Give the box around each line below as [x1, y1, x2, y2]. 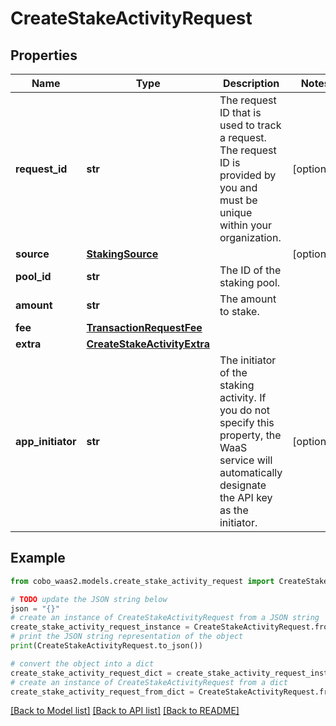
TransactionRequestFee [86, 321, 203, 334]
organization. [219, 231, 282, 244]
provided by [219, 168, 277, 182]
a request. [219, 131, 267, 144]
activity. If [219, 391, 267, 404]
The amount [219, 292, 277, 306]
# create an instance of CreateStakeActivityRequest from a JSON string [10, 613, 320, 623]
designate [219, 478, 267, 492]
